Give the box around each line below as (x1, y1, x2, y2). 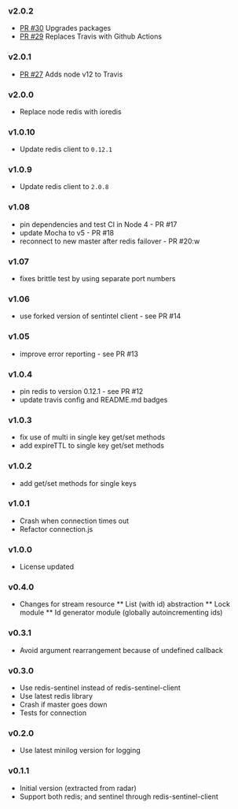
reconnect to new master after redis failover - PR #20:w (19, 236, 200, 246)
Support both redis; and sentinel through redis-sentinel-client (19, 792, 218, 801)
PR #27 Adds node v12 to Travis (19, 69, 123, 79)
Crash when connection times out (19, 516, 130, 525)
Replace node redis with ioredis (19, 106, 122, 116)
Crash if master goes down (19, 700, 108, 710)
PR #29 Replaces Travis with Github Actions (19, 32, 163, 41)
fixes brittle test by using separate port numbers (19, 274, 176, 284)
